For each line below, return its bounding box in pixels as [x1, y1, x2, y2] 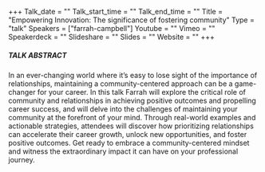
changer [8, 87, 36, 96]
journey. [8, 154, 35, 164]
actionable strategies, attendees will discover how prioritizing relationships [8, 121, 254, 131]
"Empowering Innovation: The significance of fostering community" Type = [8, 15, 255, 25]
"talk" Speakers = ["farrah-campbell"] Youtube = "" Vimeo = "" [8, 24, 216, 33]
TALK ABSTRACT [8, 50, 67, 60]
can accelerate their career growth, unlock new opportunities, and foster [8, 129, 247, 139]
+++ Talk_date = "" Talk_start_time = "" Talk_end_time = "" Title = [8, 7, 223, 16]
